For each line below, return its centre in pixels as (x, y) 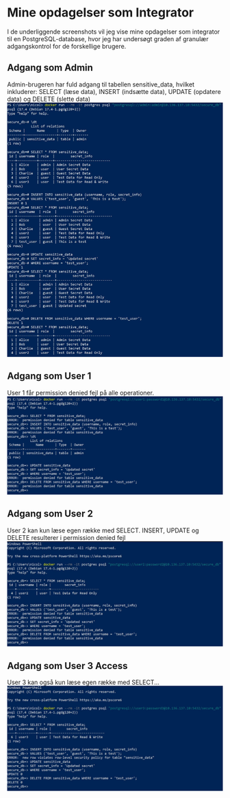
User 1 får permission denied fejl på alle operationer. (80, 392)
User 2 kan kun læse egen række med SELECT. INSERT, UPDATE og (103, 530)
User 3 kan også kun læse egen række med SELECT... (83, 682)
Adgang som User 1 (49, 376)
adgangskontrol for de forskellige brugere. (67, 46)
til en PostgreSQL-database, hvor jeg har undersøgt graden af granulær (108, 38)
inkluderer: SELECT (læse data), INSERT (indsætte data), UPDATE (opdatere (114, 91)
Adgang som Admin (50, 68)
